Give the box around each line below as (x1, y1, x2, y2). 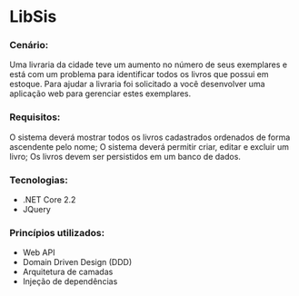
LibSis (9, 6, 57, 27)
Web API (22, 247, 55, 258)
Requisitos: (9, 111, 61, 123)
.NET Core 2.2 (22, 194, 76, 205)
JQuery (22, 204, 52, 215)
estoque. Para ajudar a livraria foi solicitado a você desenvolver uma (9, 79, 265, 90)
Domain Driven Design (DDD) (22, 257, 133, 268)
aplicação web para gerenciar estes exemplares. (9, 88, 192, 99)
